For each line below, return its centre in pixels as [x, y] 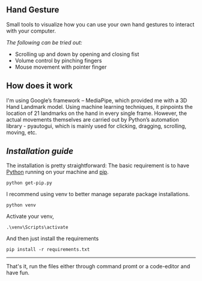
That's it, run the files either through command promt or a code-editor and [98, 267]
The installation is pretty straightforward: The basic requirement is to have [98, 165]
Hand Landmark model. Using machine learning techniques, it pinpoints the [99, 107]
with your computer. [31, 31]
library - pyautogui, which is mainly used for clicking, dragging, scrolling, [96, 126]
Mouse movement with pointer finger [61, 67]
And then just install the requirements [53, 239]
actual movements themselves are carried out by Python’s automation [93, 119]
